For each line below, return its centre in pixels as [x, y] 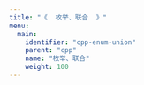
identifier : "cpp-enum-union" [81, 42]
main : [27, 34]
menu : [19, 26]
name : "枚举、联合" [57, 58]
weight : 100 [47, 67]
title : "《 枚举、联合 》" [58, 17]
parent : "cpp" [51, 50]
